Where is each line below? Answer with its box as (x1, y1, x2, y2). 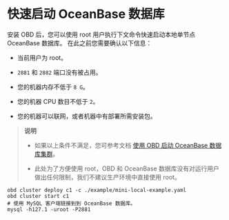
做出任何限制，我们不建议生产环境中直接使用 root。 (34, 173, 181, 181)
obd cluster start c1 (7, 192, 70, 199)
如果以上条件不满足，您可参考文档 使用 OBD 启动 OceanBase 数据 (34, 141, 222, 149)
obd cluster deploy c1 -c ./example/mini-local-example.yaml (7, 186, 187, 193)
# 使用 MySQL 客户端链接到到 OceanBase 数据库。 (7, 200, 136, 207)
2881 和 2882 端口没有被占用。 (17, 68, 102, 76)
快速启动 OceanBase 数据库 (7, 6, 166, 22)
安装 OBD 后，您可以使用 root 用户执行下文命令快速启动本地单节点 (7, 30, 196, 38)
